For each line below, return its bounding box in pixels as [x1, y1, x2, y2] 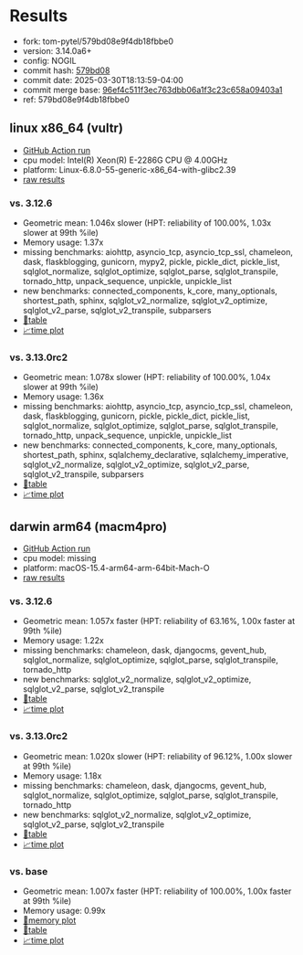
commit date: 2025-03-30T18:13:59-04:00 [22, 74, 184, 85]
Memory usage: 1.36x [22, 391, 105, 402]
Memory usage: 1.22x [22, 635, 105, 646]
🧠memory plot [22, 915, 77, 926]
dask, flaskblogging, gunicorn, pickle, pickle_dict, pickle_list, [22, 410, 251, 421]
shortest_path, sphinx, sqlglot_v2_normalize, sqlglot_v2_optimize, [22, 295, 267, 306]
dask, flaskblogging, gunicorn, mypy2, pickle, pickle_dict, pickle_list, [22, 257, 280, 268]
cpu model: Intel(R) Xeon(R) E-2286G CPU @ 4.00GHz [22, 154, 228, 165]
